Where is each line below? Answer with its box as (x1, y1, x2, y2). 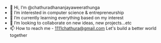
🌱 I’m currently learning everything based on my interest (9, 15, 124, 20)
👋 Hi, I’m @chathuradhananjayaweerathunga (9, 5, 100, 10)
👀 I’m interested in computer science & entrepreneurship (9, 10, 124, 15)
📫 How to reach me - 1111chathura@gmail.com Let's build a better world (9, 26, 157, 31)
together (9, 32, 27, 38)
